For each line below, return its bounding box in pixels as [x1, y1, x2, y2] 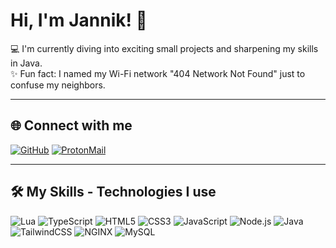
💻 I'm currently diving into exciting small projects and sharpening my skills [10, 42, 319, 54]
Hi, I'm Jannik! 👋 [10, 9, 148, 32]
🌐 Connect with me [10, 117, 133, 134]
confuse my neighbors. [10, 79, 106, 91]
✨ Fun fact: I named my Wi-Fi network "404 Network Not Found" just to [10, 67, 306, 79]
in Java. [10, 57, 43, 69]
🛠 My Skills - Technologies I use [10, 184, 217, 201]
